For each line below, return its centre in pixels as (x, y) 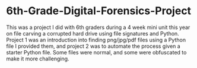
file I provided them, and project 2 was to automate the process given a (93, 46)
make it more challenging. (38, 59)
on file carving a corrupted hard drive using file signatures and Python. (93, 33)
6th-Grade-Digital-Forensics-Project (99, 11)
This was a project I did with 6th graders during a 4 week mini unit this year (98, 27)
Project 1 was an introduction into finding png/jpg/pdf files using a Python (96, 40)
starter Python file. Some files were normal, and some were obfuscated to (96, 52)
